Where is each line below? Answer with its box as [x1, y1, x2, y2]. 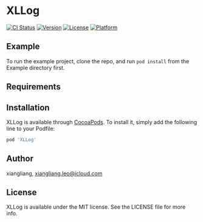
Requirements [6, 82, 61, 92]
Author [6, 153, 33, 164]
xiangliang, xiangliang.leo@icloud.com [6, 170, 103, 177]
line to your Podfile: [6, 125, 55, 132]
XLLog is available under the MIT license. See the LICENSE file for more [6, 203, 186, 210]
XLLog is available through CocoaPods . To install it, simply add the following [6, 118, 198, 125]
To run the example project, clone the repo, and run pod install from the [6, 57, 190, 64]
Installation [6, 102, 50, 113]
